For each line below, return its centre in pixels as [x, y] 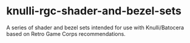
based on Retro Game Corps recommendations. [66, 33]
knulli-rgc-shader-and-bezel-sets [94, 11]
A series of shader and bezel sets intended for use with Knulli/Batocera [95, 27]
